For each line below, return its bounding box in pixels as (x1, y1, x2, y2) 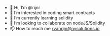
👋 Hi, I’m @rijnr (9, 5, 40, 10)
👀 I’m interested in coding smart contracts (9, 10, 95, 16)
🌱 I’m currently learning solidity (9, 15, 73, 20)
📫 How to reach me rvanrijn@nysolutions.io (9, 26, 100, 31)
